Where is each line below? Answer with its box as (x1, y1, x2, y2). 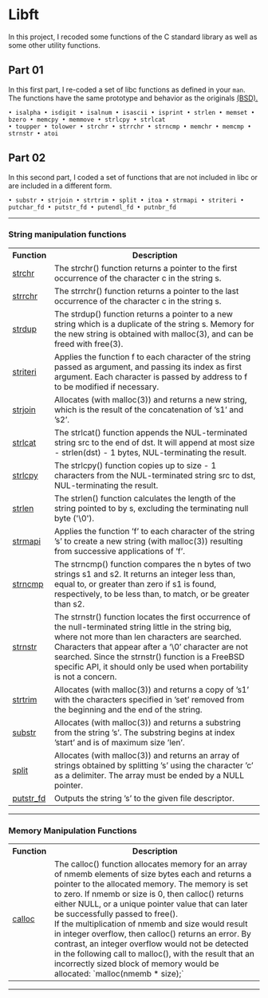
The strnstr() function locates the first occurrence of (54, 611, 251, 623)
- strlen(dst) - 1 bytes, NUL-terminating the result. (54, 446, 247, 458)
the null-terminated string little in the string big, (54, 621, 232, 632)
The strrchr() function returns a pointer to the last (54, 285, 239, 297)
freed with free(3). (54, 338, 124, 349)
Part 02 (8, 151, 46, 165)
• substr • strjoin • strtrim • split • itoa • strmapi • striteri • (8, 196, 245, 204)
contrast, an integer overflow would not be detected (54, 938, 249, 949)
